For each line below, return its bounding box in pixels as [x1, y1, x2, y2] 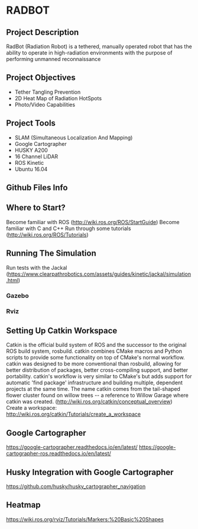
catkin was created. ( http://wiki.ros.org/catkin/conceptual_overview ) [6, 398, 173, 405]
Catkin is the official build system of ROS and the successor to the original [6, 342, 187, 349]
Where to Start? [6, 203, 66, 213]
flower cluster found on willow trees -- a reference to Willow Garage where [6, 392, 189, 399]
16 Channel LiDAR [14, 152, 59, 160]
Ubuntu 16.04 [14, 165, 48, 173]
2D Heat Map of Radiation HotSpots [14, 94, 102, 101]
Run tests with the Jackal [6, 264, 67, 271]
